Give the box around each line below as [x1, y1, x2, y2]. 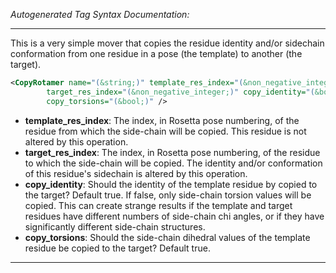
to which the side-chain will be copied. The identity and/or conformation [24, 157, 323, 169]
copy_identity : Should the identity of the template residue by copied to [24, 178, 318, 190]
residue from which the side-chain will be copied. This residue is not [24, 125, 307, 137]
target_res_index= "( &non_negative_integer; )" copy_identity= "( [46, 87, 315, 97]
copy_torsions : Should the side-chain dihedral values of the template [24, 231, 311, 243]
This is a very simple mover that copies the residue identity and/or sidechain [10, 37, 325, 49]
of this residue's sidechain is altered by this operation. [24, 167, 248, 179]
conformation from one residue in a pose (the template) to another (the [10, 48, 303, 59]
